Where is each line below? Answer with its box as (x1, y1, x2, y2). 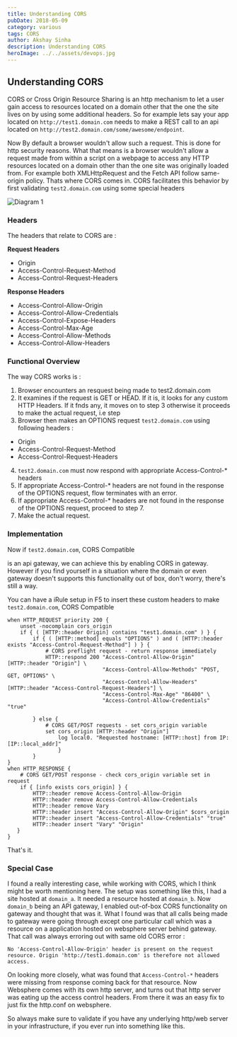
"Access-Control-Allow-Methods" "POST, (102, 666, 220, 673)
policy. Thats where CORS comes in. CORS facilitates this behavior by (25, 176, 229, 185)
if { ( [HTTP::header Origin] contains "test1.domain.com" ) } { (20, 629, 217, 636)
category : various (7, 23, 62, 30)
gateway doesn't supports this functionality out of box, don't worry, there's (7, 574, 226, 583)
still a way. (7, 581, 38, 590)
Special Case (7, 863, 54, 873)
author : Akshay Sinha (7, 37, 71, 44)
